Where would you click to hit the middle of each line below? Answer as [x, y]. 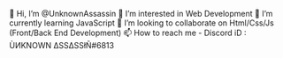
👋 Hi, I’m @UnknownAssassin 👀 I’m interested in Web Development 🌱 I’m [141, 14]
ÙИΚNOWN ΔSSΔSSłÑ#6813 [62, 45]
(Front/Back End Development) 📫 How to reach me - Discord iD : [128, 33]
